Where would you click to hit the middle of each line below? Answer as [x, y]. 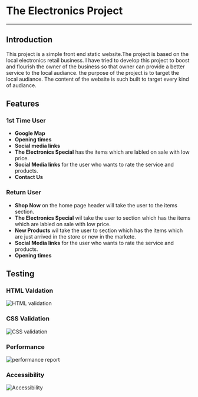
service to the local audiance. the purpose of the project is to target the [93, 72]
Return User [24, 193]
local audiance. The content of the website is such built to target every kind [98, 79]
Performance [26, 347]
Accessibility [25, 375]
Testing [20, 274]
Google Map [30, 133]
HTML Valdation [30, 291]
